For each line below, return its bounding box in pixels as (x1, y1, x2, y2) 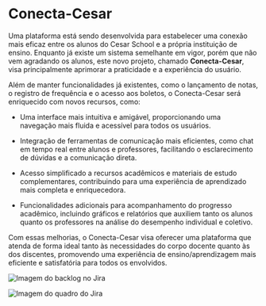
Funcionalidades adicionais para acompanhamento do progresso (19, 200, 233, 210)
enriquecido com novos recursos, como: (8, 97, 141, 106)
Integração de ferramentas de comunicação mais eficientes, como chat (19, 136, 254, 145)
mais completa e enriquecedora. (19, 185, 126, 194)
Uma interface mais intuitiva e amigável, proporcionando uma (19, 112, 221, 121)
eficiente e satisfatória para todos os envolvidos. (8, 258, 168, 267)
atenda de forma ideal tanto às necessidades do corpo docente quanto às (8, 241, 250, 251)
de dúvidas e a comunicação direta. (19, 152, 137, 163)
